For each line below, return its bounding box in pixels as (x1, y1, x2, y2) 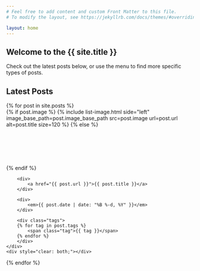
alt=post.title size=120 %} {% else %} (6, 121, 99, 128)
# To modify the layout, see (6, 14, 79, 20)
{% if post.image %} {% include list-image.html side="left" (6, 108, 150, 115)
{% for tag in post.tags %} (17, 223, 86, 229)
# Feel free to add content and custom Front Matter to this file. (6, 8, 177, 15)
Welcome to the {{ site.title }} (6, 47, 117, 57)
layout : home (6, 25, 39, 31)
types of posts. (6, 69, 43, 76)
